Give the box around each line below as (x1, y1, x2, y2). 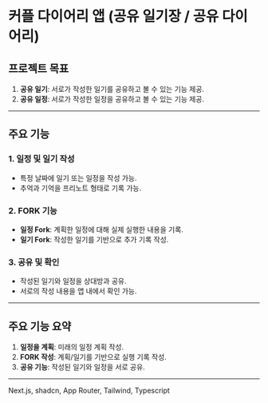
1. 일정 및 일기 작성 (8, 154, 75, 165)
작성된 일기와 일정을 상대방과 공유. (19, 277, 127, 286)
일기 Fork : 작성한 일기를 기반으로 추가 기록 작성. (19, 234, 169, 244)
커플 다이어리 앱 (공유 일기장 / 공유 (8, 7, 219, 26)
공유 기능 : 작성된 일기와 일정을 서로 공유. (19, 362, 145, 372)
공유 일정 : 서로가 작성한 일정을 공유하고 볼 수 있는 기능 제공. (19, 94, 205, 104)
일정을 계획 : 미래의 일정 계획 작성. (19, 342, 124, 352)
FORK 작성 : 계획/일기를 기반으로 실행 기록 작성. (19, 353, 167, 362)
